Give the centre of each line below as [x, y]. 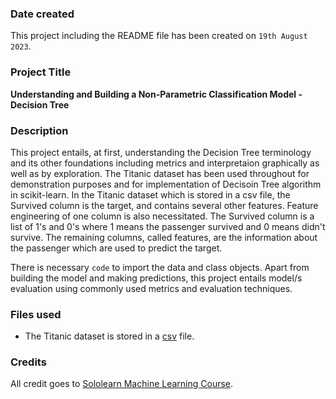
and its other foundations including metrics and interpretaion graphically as [165, 163]
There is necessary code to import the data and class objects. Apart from [160, 267]
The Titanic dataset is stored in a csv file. [109, 336]
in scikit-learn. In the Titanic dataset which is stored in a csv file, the [150, 194]
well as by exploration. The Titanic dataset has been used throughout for [160, 173]
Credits [28, 362]
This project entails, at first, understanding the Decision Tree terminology [161, 152]
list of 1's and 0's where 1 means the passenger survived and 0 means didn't [168, 226]
